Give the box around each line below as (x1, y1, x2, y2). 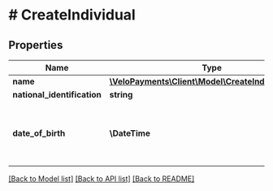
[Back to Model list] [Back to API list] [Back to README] (8, 174, 195, 184)
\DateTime (109, 128, 150, 139)
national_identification (12, 89, 102, 100)
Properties (8, 38, 63, 52)
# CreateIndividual (8, 6, 136, 24)
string (109, 89, 133, 100)
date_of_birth (12, 128, 66, 139)
